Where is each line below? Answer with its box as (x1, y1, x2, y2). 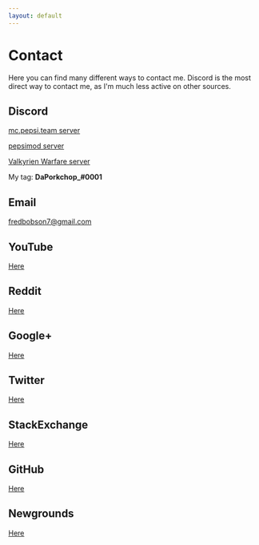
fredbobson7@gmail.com (8, 217, 92, 227)
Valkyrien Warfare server (8, 157, 90, 167)
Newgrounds (8, 507, 74, 521)
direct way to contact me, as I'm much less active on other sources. (8, 81, 232, 91)
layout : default (8, 11, 62, 20)
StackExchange (8, 418, 89, 431)
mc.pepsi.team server (8, 126, 81, 135)
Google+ (8, 329, 53, 343)
